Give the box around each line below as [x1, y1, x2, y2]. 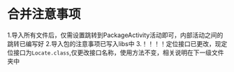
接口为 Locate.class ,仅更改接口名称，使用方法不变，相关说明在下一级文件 [13, 48, 224, 57]
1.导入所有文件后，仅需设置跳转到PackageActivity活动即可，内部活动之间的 [7, 31, 224, 39]
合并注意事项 [7, 6, 82, 22]
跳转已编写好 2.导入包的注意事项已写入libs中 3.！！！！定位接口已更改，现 [7, 39, 221, 48]
